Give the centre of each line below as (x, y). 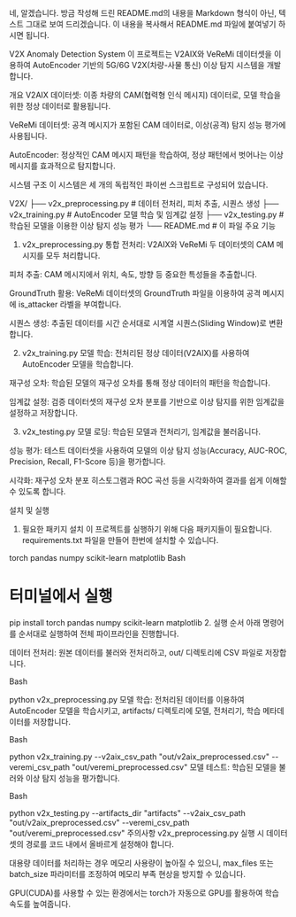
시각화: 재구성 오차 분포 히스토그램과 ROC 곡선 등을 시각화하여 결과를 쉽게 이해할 (148, 480)
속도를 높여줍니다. (40, 904)
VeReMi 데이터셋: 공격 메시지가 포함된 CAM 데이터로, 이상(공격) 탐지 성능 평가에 (148, 125)
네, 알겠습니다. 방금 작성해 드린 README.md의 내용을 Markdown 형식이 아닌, (143, 13)
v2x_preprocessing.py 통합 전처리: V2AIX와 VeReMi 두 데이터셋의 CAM (148, 245)
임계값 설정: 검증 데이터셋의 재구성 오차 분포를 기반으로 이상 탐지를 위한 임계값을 (147, 402)
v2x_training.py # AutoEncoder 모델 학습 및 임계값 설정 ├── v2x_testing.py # (147, 214)
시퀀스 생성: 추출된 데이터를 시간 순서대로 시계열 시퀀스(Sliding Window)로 (138, 323)
